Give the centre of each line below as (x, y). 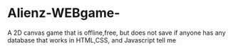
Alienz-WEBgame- (64, 13)
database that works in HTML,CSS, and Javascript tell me (92, 40)
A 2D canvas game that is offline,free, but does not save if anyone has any (116, 33)
